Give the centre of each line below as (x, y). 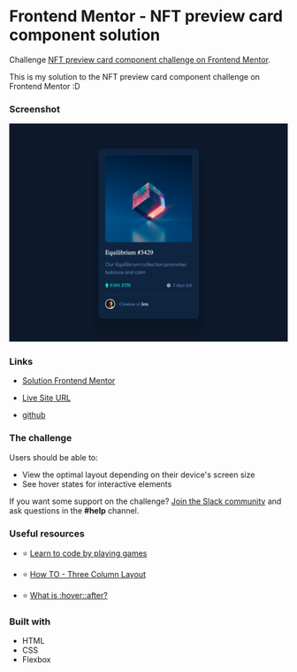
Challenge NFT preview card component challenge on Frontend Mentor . (140, 59)
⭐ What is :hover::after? (65, 595)
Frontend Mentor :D (45, 86)
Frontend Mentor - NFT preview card (146, 16)
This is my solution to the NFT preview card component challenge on (135, 76)
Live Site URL (46, 398)
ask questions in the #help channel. (74, 510)
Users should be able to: (54, 457)
